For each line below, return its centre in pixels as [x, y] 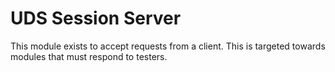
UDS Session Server [96, 18]
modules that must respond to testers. [89, 56]
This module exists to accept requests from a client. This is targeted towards [168, 46]
